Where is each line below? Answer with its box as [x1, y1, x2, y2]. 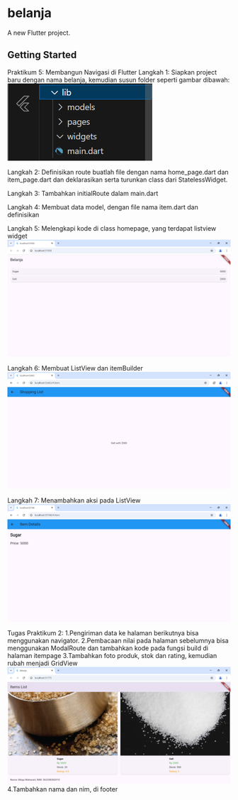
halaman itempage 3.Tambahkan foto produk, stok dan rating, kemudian [7, 651, 217, 659]
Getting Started [7, 49, 77, 61]
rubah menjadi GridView [7, 659, 78, 667]
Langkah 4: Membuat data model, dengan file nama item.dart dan [7, 202, 198, 211]
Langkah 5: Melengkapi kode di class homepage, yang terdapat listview [7, 224, 217, 232]
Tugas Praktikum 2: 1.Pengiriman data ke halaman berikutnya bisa [7, 628, 199, 637]
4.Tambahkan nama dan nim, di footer [7, 784, 118, 793]
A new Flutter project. [7, 28, 71, 37]
